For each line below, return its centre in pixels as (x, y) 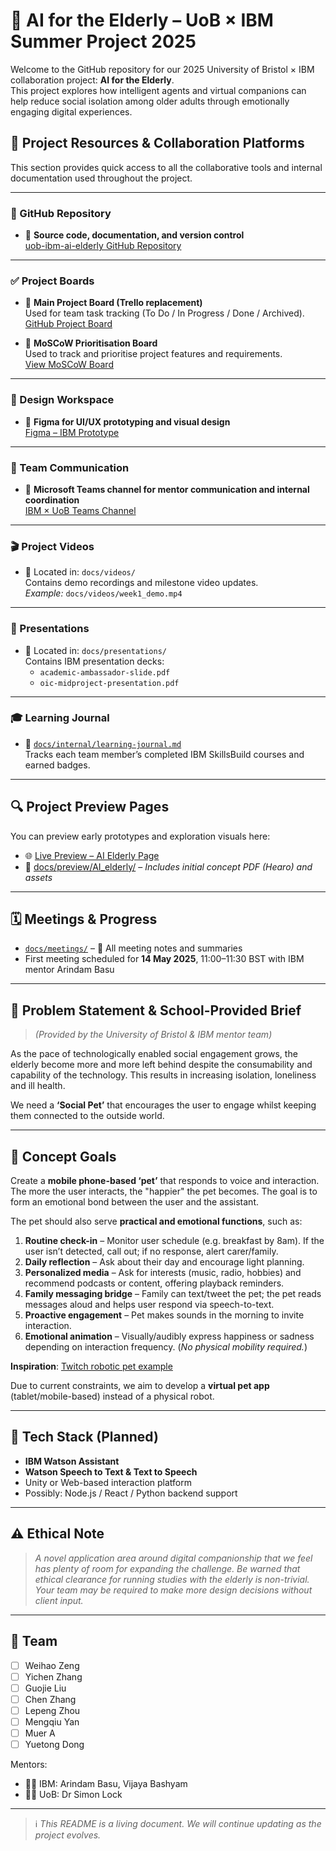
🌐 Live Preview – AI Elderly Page (92, 855)
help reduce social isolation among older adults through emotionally (150, 101)
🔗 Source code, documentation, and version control (134, 235)
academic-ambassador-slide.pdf (105, 672)
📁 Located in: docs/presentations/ (96, 650)
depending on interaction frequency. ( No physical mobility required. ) (166, 1347)
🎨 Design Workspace (62, 400)
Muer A (40, 1733)
